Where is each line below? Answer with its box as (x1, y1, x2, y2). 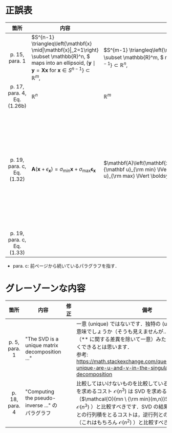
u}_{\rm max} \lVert (103, 173, 149, 180)
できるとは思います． (81, 343, 133, 350)
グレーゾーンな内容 (5, 283, 86, 294)
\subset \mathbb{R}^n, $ (31, 52, 91, 60)
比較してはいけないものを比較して (76, 380, 158, 387)
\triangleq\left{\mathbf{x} (31, 40, 92, 47)
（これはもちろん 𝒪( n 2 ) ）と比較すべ (76, 418, 164, 426)
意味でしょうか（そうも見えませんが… (76, 328, 168, 335)
